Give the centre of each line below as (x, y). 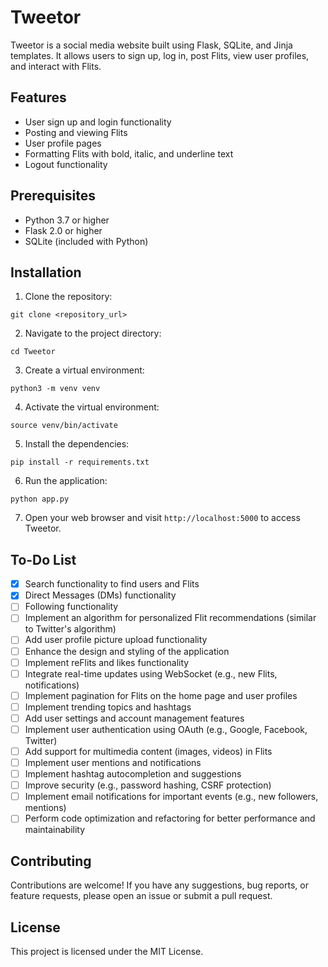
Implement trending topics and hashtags (108, 707)
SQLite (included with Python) (86, 241)
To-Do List (43, 559)
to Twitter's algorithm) (70, 629)
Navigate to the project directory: (93, 333)
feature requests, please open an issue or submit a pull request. (141, 896)
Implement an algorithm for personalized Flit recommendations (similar (170, 618)
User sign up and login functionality (98, 122)
